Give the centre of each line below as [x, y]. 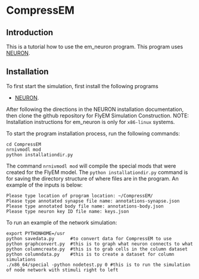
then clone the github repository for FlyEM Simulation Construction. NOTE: [98, 115]
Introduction [30, 32]
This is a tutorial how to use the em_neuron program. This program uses [95, 46]
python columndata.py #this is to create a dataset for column [90, 254]
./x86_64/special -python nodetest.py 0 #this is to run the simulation [98, 265]
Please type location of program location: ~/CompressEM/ [80, 196]
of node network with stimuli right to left [62, 270]
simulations [21, 259]
